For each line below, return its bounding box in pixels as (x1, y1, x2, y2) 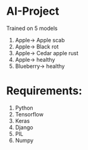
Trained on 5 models (6, 24, 58, 32)
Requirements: (6, 84, 83, 98)
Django (15, 124, 33, 131)
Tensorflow (15, 110, 44, 118)
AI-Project (6, 4, 59, 18)
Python (15, 104, 33, 111)
